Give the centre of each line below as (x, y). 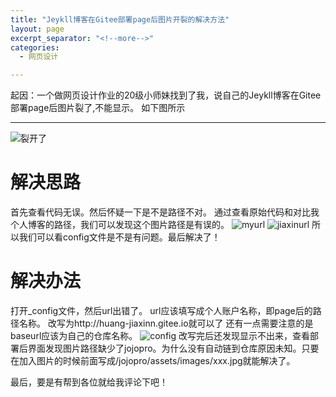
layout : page (37, 29)
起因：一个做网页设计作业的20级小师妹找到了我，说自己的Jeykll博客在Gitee (166, 95)
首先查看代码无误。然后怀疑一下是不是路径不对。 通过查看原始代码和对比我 (165, 212)
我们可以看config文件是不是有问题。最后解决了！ (119, 237)
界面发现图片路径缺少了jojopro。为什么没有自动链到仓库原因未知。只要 (173, 348)
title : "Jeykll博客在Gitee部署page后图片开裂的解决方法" (120, 19)
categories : (35, 47)
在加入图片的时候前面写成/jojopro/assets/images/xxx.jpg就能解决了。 (153, 360)
